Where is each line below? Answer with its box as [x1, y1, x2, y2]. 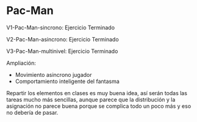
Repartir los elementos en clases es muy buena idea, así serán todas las [6, 89, 188, 96]
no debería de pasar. [6, 109, 59, 116]
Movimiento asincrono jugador [15, 71, 92, 78]
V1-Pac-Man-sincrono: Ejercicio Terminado [6, 24, 115, 31]
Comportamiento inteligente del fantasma [15, 77, 120, 85]
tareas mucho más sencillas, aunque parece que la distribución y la [6, 96, 176, 103]
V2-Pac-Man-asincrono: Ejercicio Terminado [6, 35, 119, 43]
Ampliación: [6, 59, 37, 66]
